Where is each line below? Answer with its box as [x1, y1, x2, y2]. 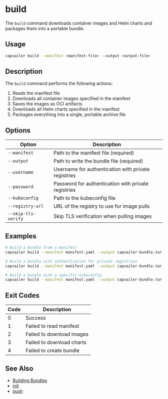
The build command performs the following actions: [5, 80, 113, 86]
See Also [5, 364, 33, 372]
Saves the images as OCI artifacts [12, 101, 82, 107]
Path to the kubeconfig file [53, 195, 116, 202]
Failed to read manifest [25, 323, 79, 330]
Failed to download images [25, 331, 89, 338]
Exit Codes [5, 291, 40, 300]
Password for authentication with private [53, 180, 149, 187]
